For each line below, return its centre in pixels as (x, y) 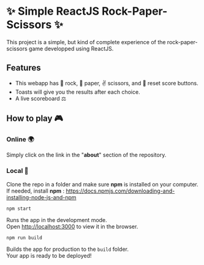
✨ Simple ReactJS (53, 11)
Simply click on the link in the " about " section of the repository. (86, 155)
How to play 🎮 (35, 119)
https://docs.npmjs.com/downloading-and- (120, 191)
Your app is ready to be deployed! (49, 255)
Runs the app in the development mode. (57, 220)
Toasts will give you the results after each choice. (77, 92)
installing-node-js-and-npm (41, 197)
